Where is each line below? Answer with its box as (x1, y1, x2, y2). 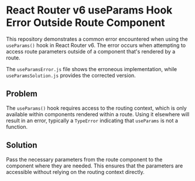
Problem (6, 89, 38, 99)
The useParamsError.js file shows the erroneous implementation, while (6, 65, 177, 72)
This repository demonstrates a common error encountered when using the (6, 35, 189, 42)
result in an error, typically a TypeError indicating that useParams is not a (6, 117, 179, 124)
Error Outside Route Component (6, 16, 165, 29)
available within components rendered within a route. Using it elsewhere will (6, 110, 190, 118)
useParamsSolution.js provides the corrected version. (6, 72, 136, 79)
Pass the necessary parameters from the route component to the (6, 156, 163, 163)
